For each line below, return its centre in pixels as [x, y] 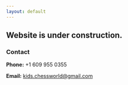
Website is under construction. [64, 35]
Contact [18, 52]
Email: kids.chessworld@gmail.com [50, 76]
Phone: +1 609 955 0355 [37, 64]
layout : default [26, 11]
